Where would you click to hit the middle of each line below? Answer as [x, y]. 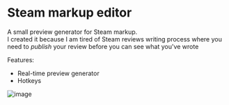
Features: [21, 59]
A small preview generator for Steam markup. [72, 32]
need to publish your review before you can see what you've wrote [103, 46]
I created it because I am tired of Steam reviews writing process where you [115, 39]
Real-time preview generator [58, 73]
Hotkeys [29, 80]
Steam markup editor [70, 13]
